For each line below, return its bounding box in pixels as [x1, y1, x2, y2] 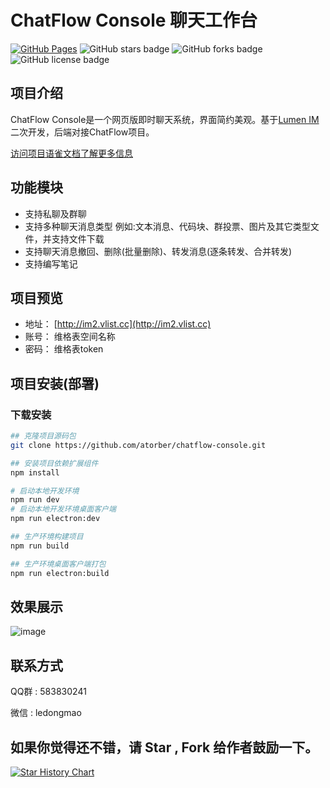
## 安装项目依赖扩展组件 [10, 458, 99, 468]
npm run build [10, 541, 70, 551]
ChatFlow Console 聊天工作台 [10, 9, 258, 32]
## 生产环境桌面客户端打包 [10, 559, 107, 569]
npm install [10, 467, 60, 478]
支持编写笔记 [24, 257, 78, 270]
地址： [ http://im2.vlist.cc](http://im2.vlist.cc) [24, 318, 212, 330]
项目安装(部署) [10, 375, 100, 392]
